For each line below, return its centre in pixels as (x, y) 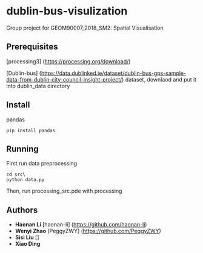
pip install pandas (31, 130)
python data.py (25, 180)
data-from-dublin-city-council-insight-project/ (64, 79)
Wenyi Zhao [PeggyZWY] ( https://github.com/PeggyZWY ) (88, 231)
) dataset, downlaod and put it (159, 79)
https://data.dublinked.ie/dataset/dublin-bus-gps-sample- (114, 73)
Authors (22, 210)
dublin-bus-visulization (67, 11)
